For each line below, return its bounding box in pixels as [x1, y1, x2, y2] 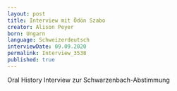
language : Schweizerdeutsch [7, 37, 90, 44]
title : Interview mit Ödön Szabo [7, 17, 106, 24]
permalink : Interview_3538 [7, 50, 87, 57]
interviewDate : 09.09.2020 [7, 43, 87, 50]
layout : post [7, 10, 46, 18]
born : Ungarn [7, 30, 46, 37]
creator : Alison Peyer [7, 23, 74, 30]
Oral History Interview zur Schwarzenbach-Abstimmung [7, 75, 171, 84]
